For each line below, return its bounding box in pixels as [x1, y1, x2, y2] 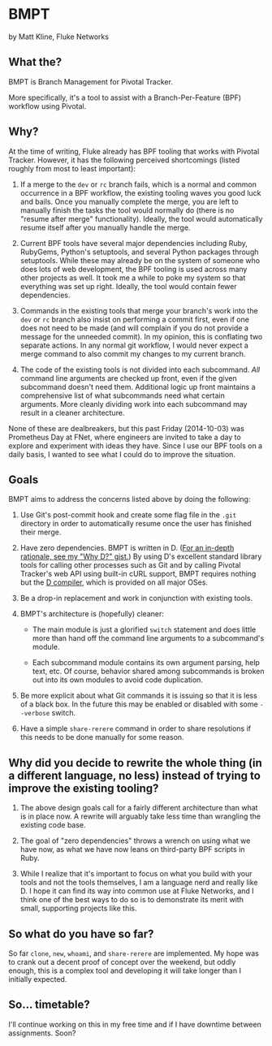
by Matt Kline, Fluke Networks [8, 32, 110, 41]
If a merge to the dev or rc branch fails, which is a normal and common [19, 179, 257, 189]
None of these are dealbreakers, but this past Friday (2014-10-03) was [8, 423, 245, 433]
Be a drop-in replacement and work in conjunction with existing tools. [19, 594, 253, 603]
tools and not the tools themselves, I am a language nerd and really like [19, 878, 258, 888]
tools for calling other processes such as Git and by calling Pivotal [19, 560, 241, 570]
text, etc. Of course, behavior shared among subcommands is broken [32, 667, 266, 676]
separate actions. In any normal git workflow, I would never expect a [19, 340, 249, 350]
